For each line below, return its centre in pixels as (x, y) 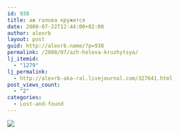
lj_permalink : (28, 72)
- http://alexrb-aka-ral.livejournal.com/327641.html (93, 78)
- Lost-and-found (39, 104)
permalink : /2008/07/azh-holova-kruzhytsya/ (73, 53)
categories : (24, 98)
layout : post (26, 40)
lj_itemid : (23, 59)
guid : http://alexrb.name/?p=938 (56, 46)
